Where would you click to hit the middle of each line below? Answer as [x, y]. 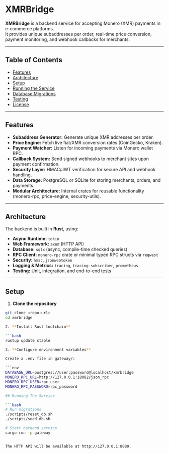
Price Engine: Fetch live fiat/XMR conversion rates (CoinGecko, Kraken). [88, 142]
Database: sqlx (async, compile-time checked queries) [70, 249]
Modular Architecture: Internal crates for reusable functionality [78, 191]
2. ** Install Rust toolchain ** [38, 327]
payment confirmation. [36, 164]
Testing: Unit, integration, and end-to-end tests [62, 271]
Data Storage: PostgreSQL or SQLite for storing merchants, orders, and [87, 180]
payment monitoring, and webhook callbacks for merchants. [67, 39]
